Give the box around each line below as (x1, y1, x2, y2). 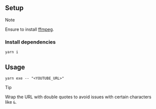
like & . (5, 99, 17, 105)
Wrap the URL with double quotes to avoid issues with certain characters (5, 94, 152, 100)
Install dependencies (5, 39, 56, 45)
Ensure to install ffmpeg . (5, 26, 55, 32)
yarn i (5, 50, 19, 55)
